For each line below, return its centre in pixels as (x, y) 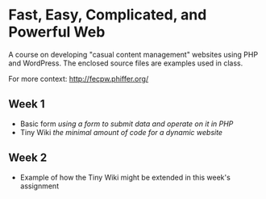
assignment (39, 186)
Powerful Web (57, 32)
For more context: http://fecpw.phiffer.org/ (79, 78)
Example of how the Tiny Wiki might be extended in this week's (125, 177)
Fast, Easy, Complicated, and (108, 15)
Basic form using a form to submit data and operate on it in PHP (127, 124)
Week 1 (27, 104)
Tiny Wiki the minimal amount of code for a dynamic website (121, 132)
